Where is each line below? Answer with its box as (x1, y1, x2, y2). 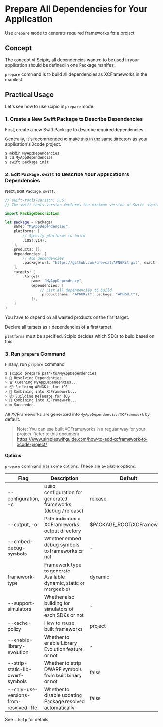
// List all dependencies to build (39, 288, 112, 293)
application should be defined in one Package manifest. (5, 62, 116, 68)
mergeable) (44, 586, 71, 592)
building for (44, 600, 70, 606)
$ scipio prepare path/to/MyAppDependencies (5, 371, 97, 376)
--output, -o (7, 521, 38, 528)
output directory (44, 527, 81, 534)
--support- (7, 600, 35, 606)
